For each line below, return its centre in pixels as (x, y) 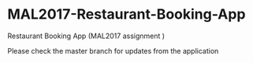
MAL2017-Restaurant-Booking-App (126, 14)
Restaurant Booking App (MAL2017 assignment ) (86, 36)
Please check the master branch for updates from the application (113, 51)
